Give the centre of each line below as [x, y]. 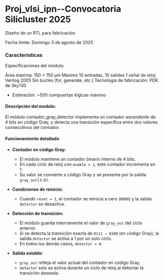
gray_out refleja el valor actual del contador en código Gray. [80, 262]
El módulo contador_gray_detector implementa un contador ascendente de [80, 117]
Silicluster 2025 [38, 19]
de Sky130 [16, 86]
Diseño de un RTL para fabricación [40, 33]
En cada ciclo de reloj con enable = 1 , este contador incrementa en [87, 164]
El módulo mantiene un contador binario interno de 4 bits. [78, 159]
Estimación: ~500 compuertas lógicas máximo [59, 95]
